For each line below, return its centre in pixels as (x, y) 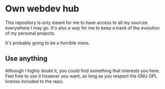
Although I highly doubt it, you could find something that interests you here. (83, 70)
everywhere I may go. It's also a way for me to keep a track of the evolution (82, 27)
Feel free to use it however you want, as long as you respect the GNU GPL (81, 76)
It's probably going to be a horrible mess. (48, 42)
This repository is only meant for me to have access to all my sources (77, 22)
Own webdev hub (42, 9)
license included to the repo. (34, 81)
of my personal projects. (30, 33)
